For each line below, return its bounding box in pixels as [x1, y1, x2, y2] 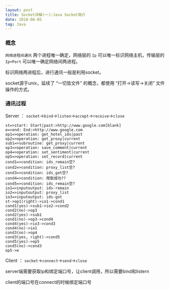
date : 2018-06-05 [5, 17, 42, 22]
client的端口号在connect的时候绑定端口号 [5, 279, 92, 285]
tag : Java [5, 21, 26, 27]
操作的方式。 [5, 86, 32, 92]
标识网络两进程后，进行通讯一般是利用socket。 [5, 69, 104, 75]
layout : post [5, 7, 33, 13]
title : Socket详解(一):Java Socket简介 [5, 12, 86, 17]
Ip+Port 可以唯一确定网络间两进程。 [5, 58, 81, 64]
